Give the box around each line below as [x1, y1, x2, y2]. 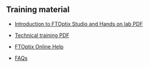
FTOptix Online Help [14, 43, 64, 50]
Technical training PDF [14, 32, 70, 39]
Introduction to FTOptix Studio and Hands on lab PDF [14, 20, 143, 27]
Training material [6, 5, 70, 15]
